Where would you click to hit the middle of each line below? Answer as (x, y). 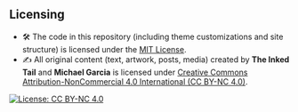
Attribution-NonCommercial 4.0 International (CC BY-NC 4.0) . (135, 81)
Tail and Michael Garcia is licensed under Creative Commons (135, 72)
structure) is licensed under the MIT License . (104, 49)
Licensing (37, 15)
